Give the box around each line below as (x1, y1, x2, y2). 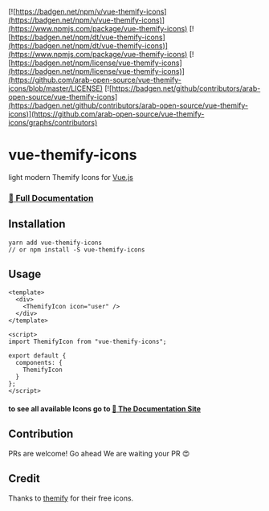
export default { (8, 352, 67, 360)
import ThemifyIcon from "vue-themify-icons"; (8, 337, 167, 346)
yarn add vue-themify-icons (8, 239, 103, 247)
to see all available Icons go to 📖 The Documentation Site (8, 404, 202, 414)
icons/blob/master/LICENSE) (8, 84, 103, 93)
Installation (8, 217, 66, 231)
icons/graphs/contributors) (8, 118, 98, 127)
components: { (15, 359, 63, 367)
